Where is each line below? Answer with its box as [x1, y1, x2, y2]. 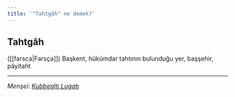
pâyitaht [7, 62, 31, 70]
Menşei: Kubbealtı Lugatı [7, 82, 79, 91]
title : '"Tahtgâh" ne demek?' [7, 10, 96, 17]
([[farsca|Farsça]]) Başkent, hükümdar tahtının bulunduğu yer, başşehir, [7, 54, 214, 63]
